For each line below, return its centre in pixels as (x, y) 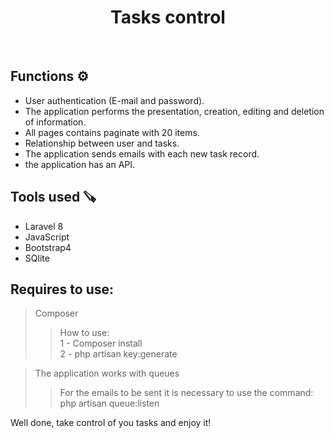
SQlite (37, 258)
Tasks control (168, 17)
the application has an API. (80, 164)
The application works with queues (107, 373)
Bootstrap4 (48, 247)
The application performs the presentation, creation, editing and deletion (174, 111)
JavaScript (47, 237)
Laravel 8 (44, 226)
